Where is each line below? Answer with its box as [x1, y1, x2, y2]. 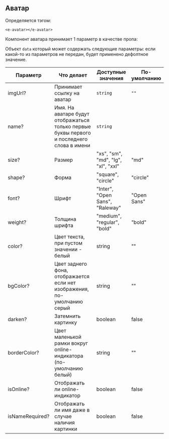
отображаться [54, 116, 90, 123]
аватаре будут [54, 110, 90, 117]
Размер [54, 156, 73, 163]
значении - [54, 245, 82, 253]
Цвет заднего [54, 260, 87, 267]
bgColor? [8, 282, 30, 289]
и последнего [54, 136, 88, 143]
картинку [54, 319, 77, 326]
